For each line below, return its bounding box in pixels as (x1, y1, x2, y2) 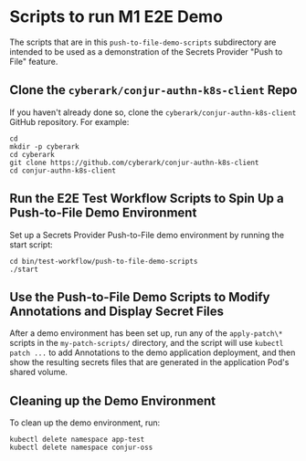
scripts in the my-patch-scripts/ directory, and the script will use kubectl (9, 338, 284, 349)
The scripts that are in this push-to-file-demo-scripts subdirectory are (9, 37, 277, 47)
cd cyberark (9, 150, 55, 159)
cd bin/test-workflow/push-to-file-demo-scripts (9, 257, 198, 266)
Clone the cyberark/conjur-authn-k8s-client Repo (9, 82, 298, 98)
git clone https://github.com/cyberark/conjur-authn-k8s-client (9, 158, 259, 167)
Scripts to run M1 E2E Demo (9, 6, 224, 27)
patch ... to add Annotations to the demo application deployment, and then (9, 347, 296, 358)
